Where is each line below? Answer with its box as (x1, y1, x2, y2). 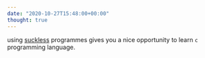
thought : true (7, 17, 48, 23)
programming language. (7, 43, 76, 51)
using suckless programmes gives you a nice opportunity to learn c (7, 35, 198, 43)
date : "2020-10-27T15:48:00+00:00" (7, 10, 110, 17)
